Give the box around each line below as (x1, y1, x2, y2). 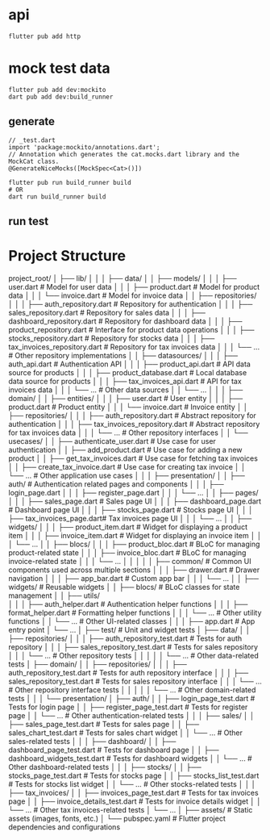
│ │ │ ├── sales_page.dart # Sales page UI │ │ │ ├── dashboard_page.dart (8, 496, 262, 506)
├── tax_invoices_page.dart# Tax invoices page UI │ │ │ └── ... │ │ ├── (8, 514, 252, 524)
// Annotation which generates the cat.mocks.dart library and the (8, 150, 240, 158)
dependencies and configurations (8, 822, 121, 832)
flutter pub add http (8, 32, 81, 40)
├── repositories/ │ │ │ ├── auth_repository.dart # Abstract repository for (8, 411, 256, 420)
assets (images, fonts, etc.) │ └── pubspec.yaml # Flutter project (8, 813, 226, 824)
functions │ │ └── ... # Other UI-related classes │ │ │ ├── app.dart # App (8, 616, 255, 626)
